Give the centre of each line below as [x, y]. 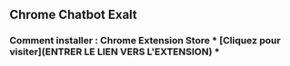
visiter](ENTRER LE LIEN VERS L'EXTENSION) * [115, 52]
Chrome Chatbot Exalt [74, 15]
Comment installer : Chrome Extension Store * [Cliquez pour [145, 41]
